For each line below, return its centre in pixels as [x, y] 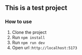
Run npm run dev [28, 42]
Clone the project [29, 32]
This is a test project [36, 8]
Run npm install [28, 37]
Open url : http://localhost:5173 [44, 47]
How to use [19, 22]
